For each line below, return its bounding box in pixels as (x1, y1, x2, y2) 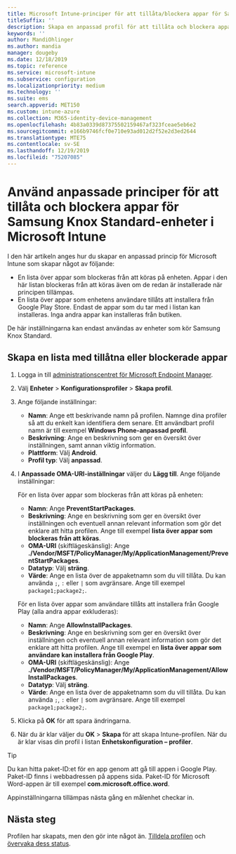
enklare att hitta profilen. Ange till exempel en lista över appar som (27, 643, 222, 651)
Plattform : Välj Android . (27, 448, 98, 457)
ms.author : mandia (7, 43, 61, 50)
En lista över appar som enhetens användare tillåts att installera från (17, 295, 214, 304)
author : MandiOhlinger (7, 36, 74, 44)
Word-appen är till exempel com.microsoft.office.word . (7, 780, 170, 788)
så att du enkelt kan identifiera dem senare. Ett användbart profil (27, 418, 214, 427)
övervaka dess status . (7, 839, 72, 848)
